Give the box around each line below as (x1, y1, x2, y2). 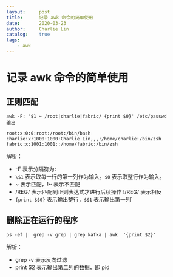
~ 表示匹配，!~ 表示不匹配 (15, 180, 81, 188)
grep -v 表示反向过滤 (15, 256, 68, 263)
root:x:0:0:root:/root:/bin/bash (6, 130, 91, 137)
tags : (6, 37, 20, 43)
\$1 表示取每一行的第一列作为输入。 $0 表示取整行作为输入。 (15, 173, 165, 180)
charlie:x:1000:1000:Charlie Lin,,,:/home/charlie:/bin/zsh (6, 135, 162, 142)
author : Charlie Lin (6, 26, 69, 32)
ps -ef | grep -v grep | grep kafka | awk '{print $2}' (6, 231, 156, 238)
